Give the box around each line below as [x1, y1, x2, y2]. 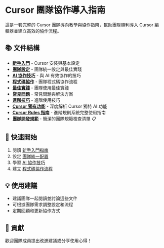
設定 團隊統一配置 [12, 153, 48, 159]
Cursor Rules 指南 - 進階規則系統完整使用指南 [12, 109, 106, 115]
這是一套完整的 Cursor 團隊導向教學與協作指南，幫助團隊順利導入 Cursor [5, 22, 154, 28]
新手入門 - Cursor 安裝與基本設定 [12, 60, 80, 66]
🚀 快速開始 [5, 133, 37, 141]
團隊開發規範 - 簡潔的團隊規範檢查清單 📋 [12, 116, 96, 122]
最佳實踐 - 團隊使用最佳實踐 [12, 84, 69, 90]
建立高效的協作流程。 [18, 28, 62, 34]
